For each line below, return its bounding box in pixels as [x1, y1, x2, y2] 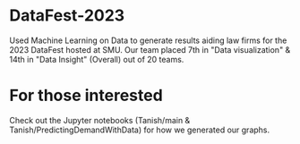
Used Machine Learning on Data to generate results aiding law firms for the [9, 35, 287, 46]
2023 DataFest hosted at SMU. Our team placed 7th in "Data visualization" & [9, 44, 291, 55]
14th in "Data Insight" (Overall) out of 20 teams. [9, 54, 184, 64]
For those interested [9, 86, 163, 106]
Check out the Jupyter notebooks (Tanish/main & [9, 114, 191, 125]
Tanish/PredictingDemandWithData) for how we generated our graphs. [9, 124, 270, 135]
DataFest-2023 [9, 5, 125, 26]
